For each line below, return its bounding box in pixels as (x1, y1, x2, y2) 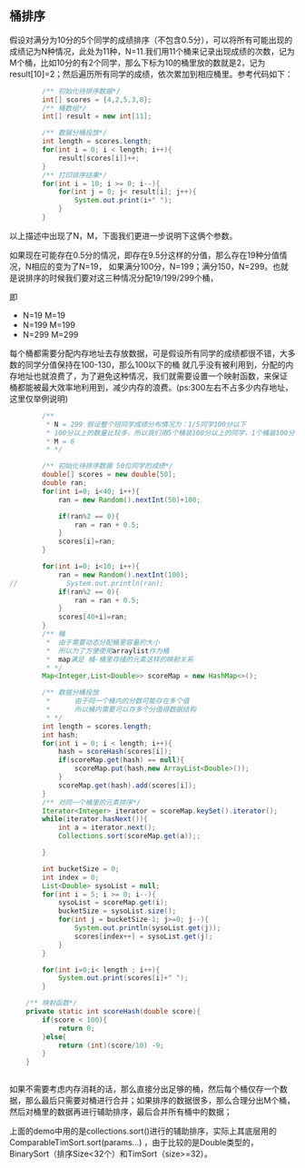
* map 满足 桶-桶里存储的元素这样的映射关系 (45, 655, 193, 664)
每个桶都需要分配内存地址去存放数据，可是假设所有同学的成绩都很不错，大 (9, 348, 288, 359)
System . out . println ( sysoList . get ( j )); (74, 924, 221, 933)
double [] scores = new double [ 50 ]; (42, 470, 177, 480)
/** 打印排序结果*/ (42, 171, 107, 180)
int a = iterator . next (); (57, 823, 156, 833)
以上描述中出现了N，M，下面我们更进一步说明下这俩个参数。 (9, 230, 238, 241)
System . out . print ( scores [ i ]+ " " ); (57, 974, 189, 983)
